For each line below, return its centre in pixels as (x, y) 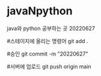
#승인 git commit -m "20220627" (47, 54)
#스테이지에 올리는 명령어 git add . (47, 41)
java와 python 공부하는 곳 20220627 (51, 28)
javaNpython (40, 11)
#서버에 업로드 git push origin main (49, 66)
